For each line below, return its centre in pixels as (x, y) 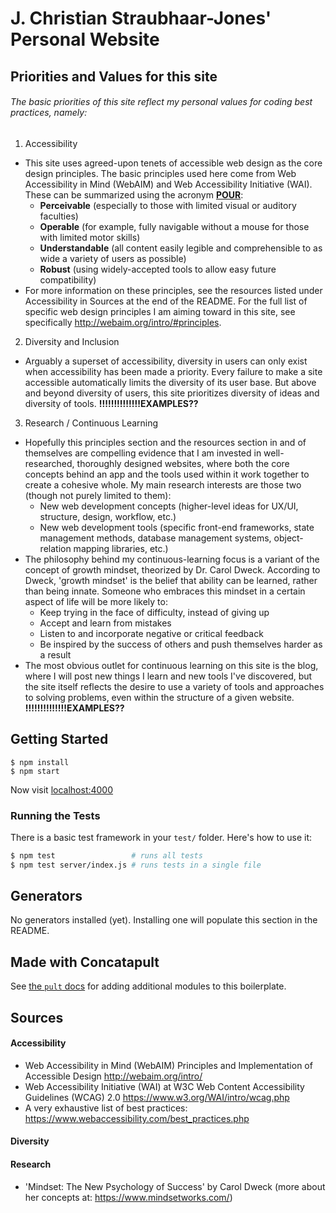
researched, (49, 463)
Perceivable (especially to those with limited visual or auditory (168, 205)
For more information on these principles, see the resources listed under (173, 290)
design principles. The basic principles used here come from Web (160, 173)
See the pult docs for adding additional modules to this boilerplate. (148, 986)
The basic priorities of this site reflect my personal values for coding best (161, 102)
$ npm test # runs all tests (106, 855)
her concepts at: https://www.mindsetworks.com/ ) (128, 1197)
